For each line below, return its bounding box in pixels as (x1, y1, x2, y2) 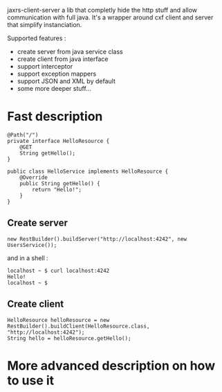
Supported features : (7, 34, 66, 42)
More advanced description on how (7, 357, 216, 373)
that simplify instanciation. (7, 21, 82, 28)
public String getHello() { (19, 180, 100, 187)
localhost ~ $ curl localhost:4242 (7, 267, 110, 274)
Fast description (7, 109, 103, 124)
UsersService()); (7, 241, 57, 248)
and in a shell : (7, 253, 48, 262)
